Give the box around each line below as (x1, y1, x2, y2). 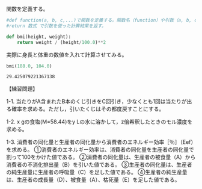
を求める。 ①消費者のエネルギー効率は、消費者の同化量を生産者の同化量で (6, 146, 194, 153)
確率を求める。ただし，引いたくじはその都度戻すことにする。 (11, 105, 165, 113)
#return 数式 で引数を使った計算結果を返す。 (6, 23, 106, 29)
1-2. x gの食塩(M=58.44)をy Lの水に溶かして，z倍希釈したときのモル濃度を (6, 118, 193, 125)
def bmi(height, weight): (6, 34, 71, 40)
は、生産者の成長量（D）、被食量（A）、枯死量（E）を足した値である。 (6, 176, 180, 184)
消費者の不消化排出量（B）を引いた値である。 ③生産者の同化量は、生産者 (6, 161, 192, 169)
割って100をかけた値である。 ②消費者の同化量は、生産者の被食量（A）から (6, 153, 196, 161)
